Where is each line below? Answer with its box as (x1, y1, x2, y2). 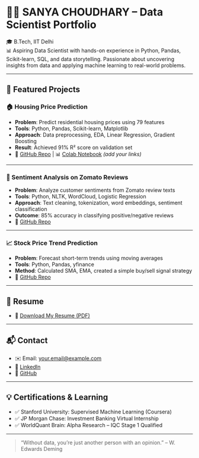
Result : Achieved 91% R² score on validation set (14, 144, 133, 151)
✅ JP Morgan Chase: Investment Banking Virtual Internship (14, 415, 159, 422)
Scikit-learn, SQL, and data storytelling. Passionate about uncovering (6, 55, 175, 62)
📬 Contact (6, 336, 48, 346)
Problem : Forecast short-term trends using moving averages (14, 255, 163, 262)
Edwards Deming (20, 445, 63, 452)
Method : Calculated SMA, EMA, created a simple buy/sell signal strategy (14, 267, 192, 274)
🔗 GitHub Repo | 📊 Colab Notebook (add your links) (14, 150, 142, 157)
